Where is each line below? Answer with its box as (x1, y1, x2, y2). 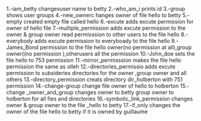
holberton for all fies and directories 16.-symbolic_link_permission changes (6, 95, 193, 102)
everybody (6, 38, 33, 44)
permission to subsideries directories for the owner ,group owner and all (6, 70, 186, 76)
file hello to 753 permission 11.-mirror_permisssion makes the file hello (6, 57, 182, 64)
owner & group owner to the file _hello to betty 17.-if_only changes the (6, 102, 180, 108)
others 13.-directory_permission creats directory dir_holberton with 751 (6, 76, 183, 83)
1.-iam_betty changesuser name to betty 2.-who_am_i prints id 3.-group (6, 5, 186, 12)
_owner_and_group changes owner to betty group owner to (26, 89, 174, 96)
